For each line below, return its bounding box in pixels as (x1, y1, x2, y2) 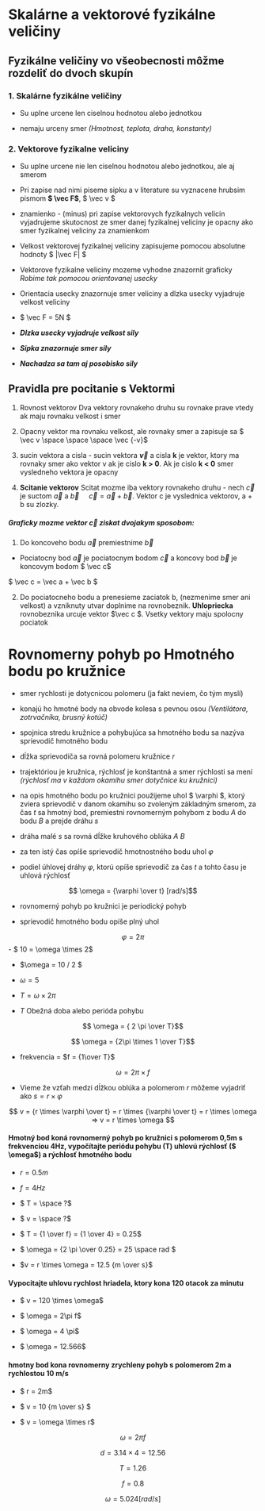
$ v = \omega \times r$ (19, 1417, 95, 1426)
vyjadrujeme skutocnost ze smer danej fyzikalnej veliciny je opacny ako (19, 217, 254, 227)
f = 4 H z (19, 1183, 46, 1193)
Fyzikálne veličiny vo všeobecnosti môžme (8, 54, 225, 67)
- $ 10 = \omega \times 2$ (8, 944, 93, 954)
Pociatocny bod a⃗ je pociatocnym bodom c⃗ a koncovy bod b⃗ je (19, 553, 237, 563)
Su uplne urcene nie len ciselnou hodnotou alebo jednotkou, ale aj (19, 161, 235, 171)
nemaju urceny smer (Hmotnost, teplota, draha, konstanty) (19, 123, 212, 133)
